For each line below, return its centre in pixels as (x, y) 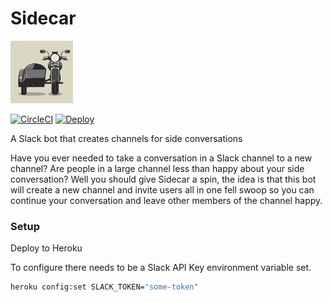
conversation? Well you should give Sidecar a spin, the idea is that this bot (163, 179)
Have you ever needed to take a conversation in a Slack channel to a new (161, 158)
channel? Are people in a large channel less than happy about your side (157, 168)
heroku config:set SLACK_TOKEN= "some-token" (104, 287)
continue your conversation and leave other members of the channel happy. (166, 200)
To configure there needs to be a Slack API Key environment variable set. (161, 268)
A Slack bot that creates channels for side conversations (126, 138)
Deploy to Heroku (46, 248)
